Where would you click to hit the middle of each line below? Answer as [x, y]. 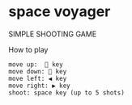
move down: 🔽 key [38, 71]
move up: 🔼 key [36, 64]
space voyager [60, 12]
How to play [28, 49]
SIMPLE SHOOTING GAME [53, 34]
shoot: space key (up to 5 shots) [67, 92]
